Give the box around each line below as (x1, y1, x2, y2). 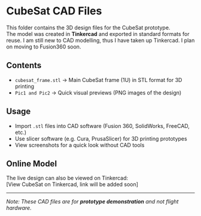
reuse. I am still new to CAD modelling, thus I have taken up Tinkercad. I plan (6, 36, 195, 44)
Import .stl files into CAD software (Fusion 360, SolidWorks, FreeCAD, (14, 122, 190, 129)
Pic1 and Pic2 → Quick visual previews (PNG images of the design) (14, 89, 182, 96)
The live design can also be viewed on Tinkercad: (6, 175, 129, 182)
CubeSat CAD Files (6, 4, 102, 18)
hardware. (6, 205, 32, 212)
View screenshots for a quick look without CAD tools (14, 141, 145, 148)
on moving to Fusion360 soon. (6, 43, 81, 50)
